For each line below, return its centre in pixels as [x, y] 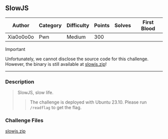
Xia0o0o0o [21, 37]
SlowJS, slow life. [35, 93]
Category [50, 25]
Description [20, 82]
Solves [123, 25]
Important [15, 49]
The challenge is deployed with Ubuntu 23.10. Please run [88, 102]
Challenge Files [24, 121]
